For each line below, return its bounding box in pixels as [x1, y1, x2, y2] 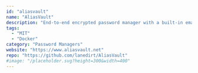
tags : [6, 25, 19, 31]
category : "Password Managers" [6, 42, 83, 48]
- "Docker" [11, 36, 38, 42]
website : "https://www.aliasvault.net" [6, 47, 104, 53]
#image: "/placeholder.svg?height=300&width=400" [6, 58, 131, 64]
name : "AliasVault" [6, 14, 54, 20]
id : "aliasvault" [6, 8, 49, 15]
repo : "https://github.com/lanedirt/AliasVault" [6, 52, 128, 58]
